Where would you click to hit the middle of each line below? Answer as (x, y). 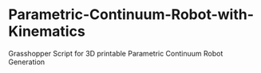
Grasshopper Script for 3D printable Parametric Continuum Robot (116, 53)
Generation (27, 62)
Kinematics (47, 31)
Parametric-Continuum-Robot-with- (131, 15)
